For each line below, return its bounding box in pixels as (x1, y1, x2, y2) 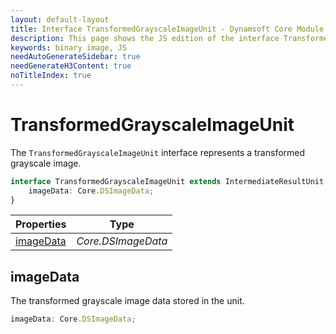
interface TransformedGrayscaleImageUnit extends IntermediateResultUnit (10, 176, 325, 186)
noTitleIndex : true (10, 71, 92, 81)
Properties (15, 217, 67, 231)
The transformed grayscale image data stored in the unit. (10, 295, 245, 307)
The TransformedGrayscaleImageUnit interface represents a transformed (10, 146, 306, 158)
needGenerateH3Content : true (10, 61, 132, 71)
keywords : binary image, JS (10, 42, 128, 53)
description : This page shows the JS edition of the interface (10, 33, 280, 43)
